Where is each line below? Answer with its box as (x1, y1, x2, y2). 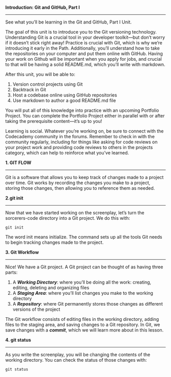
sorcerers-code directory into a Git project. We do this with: (5, 215, 130, 221)
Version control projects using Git (12, 81, 83, 87)
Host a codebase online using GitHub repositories (12, 92, 117, 98)
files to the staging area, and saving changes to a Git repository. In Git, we (5, 321, 160, 328)
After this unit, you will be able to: (5, 71, 75, 77)
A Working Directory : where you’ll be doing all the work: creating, (12, 279, 152, 285)
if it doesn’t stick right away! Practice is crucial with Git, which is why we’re (5, 40, 163, 45)
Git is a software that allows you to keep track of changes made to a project (5, 174, 164, 180)
